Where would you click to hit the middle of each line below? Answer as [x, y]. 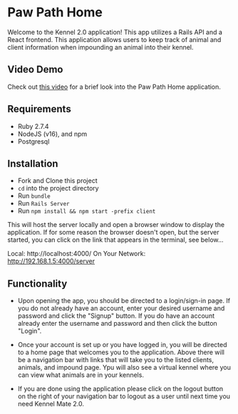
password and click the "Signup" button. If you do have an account [116, 316]
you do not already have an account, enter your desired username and [121, 308]
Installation [33, 163]
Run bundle [34, 196]
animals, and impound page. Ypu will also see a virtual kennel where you [124, 368]
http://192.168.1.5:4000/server [51, 261]
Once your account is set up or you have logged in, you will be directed [122, 345]
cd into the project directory [58, 189]
